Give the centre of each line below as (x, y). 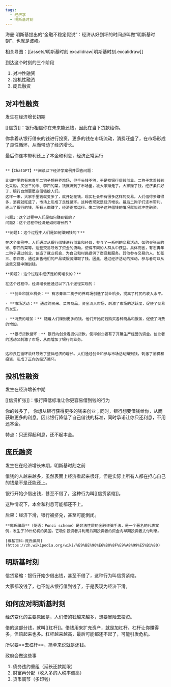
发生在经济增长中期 (25, 389)
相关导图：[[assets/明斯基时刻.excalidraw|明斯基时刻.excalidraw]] (74, 52)
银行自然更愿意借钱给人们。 (37, 191)
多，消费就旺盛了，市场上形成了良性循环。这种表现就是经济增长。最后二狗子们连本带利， (85, 202)
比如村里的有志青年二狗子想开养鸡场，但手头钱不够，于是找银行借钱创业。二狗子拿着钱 (83, 181)
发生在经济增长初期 (25, 117)
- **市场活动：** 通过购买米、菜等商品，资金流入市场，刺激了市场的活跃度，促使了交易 (85, 304)
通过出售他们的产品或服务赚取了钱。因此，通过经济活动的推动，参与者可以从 (96, 259)
